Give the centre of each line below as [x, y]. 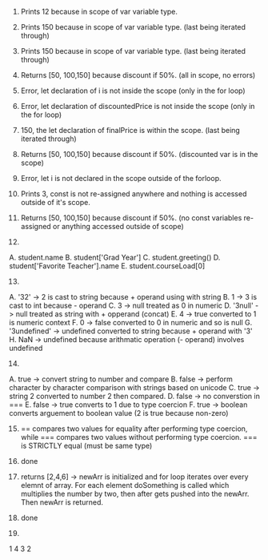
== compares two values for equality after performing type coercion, [134, 429]
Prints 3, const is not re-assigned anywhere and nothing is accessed [134, 194]
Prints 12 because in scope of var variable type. [99, 12]
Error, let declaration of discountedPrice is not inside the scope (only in [138, 106]
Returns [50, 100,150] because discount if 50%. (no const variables [131, 218]
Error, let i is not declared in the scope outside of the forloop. [121, 178]
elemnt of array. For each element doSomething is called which [125, 485]
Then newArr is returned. [62, 502]
